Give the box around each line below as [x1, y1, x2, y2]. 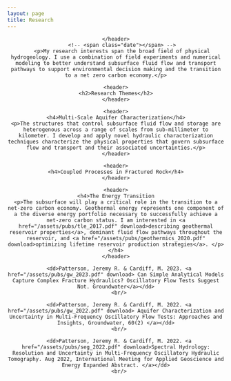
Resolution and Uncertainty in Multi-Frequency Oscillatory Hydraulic [12, 349, 219, 356]
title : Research [7, 17, 54, 23]
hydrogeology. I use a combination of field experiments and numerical [10, 53, 221, 61]
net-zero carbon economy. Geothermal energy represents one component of [8, 204, 224, 211]
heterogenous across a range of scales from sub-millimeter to [23, 126, 209, 133]
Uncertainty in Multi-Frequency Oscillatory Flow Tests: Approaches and [9, 313, 223, 320]
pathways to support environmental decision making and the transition [10, 66, 221, 72]
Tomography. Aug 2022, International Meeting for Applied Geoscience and [8, 355, 224, 362]
